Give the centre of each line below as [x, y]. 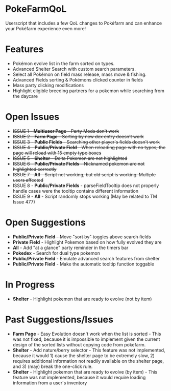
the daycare [25, 96]
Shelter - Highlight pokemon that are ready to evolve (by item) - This [85, 372]
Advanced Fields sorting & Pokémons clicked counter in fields [78, 79]
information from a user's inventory [50, 383]
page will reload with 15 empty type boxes [57, 153]
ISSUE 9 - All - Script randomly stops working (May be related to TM [85, 196]
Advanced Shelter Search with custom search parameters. [74, 69]
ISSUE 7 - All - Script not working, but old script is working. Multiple [84, 174]
